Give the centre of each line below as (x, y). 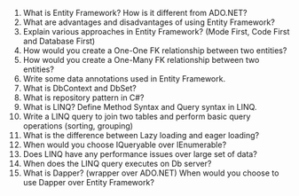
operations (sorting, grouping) (78, 126)
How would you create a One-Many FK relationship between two (141, 60)
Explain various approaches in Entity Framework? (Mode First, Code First (156, 31)
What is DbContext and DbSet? (79, 88)
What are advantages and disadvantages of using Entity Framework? (149, 22)
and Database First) (59, 41)
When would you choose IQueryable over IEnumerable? (125, 145)
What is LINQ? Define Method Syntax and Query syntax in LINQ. (140, 107)
